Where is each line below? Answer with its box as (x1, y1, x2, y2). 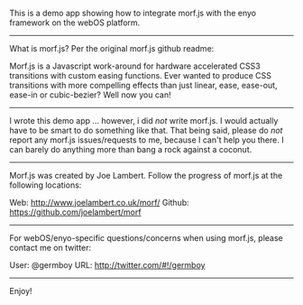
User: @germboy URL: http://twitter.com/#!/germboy (9, 260, 206, 270)
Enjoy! (9, 286, 33, 296)
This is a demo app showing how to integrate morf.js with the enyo (9, 8, 257, 18)
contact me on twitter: (9, 243, 92, 253)
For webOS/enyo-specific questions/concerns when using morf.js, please (9, 233, 284, 243)
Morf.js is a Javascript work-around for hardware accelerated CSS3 (9, 60, 261, 71)
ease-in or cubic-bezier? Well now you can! (9, 89, 171, 100)
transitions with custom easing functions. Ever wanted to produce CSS (9, 70, 272, 80)
